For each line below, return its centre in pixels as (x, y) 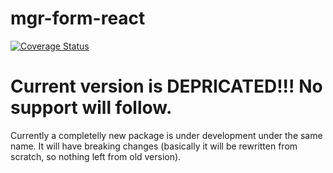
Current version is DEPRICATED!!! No (166, 86)
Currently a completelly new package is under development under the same (166, 135)
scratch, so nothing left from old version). (96, 156)
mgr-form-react (78, 18)
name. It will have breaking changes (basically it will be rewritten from (154, 146)
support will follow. (91, 108)
